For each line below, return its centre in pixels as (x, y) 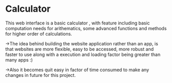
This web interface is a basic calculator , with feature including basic (78, 23)
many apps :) (19, 60)
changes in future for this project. (40, 75)
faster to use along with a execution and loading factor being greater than (83, 54)
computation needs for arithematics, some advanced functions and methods (86, 28)
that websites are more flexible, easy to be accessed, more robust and (80, 49)
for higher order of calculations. (39, 34)
